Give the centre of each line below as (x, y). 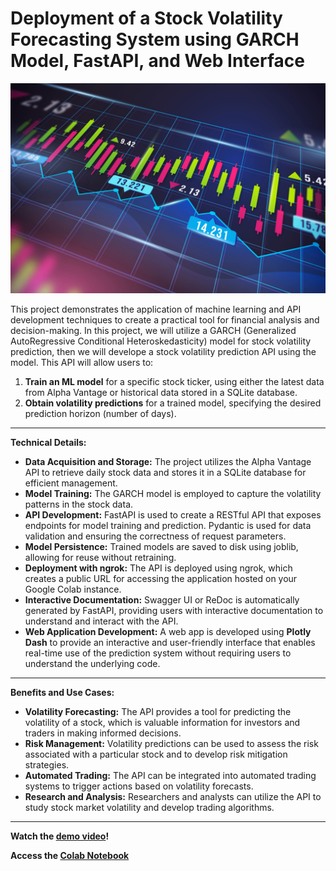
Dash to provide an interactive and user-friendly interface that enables (170, 642)
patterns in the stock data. (79, 504)
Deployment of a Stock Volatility (146, 18)
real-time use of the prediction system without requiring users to (158, 653)
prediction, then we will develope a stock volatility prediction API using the (163, 351)
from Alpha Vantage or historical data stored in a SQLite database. (161, 392)
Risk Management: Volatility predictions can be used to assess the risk (171, 743)
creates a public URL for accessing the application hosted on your (161, 578)
